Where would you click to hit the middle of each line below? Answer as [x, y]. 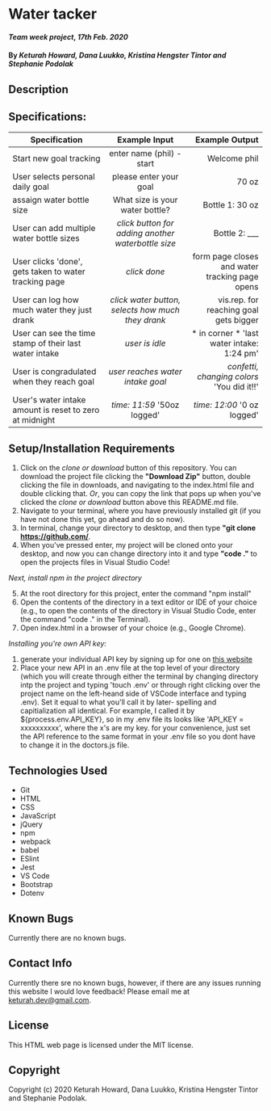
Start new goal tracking [56, 158]
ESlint [29, 859]
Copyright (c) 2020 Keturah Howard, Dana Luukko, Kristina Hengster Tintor [133, 1090]
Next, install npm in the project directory [75, 578]
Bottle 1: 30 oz [231, 204]
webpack [35, 842]
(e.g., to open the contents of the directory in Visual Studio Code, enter [138, 611]
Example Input [145, 140]
